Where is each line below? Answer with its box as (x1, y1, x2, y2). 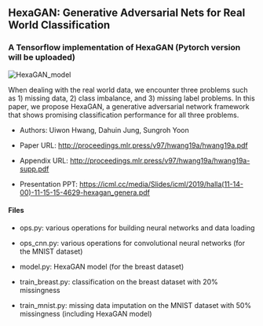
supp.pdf (19, 164, 49, 174)
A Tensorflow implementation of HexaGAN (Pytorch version (8, 42, 241, 53)
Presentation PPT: (19, 179, 79, 189)
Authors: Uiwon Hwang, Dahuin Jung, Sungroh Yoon (19, 125, 190, 134)
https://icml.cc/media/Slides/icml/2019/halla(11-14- (79, 179, 243, 189)
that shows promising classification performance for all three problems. (8, 110, 239, 119)
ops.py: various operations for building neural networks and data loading (19, 223, 255, 233)
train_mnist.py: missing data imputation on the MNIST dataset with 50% (19, 300, 252, 310)
